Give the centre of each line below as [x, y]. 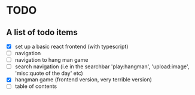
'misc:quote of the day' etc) [49, 73]
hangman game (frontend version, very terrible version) [83, 80]
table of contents [36, 86]
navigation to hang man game [51, 60]
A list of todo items [42, 32]
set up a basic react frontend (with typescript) [71, 46]
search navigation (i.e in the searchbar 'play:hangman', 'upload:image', [102, 66]
